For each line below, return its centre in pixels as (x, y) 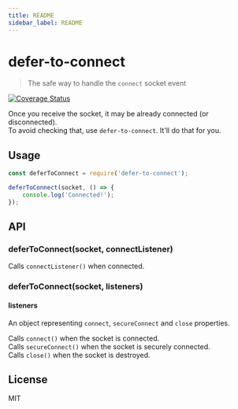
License (28, 380)
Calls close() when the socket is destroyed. (80, 355)
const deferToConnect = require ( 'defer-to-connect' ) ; (99, 174)
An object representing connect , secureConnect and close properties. (119, 322)
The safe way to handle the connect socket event (107, 83)
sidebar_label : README (45, 23)
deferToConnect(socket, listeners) (76, 286)
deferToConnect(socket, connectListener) (91, 249)
